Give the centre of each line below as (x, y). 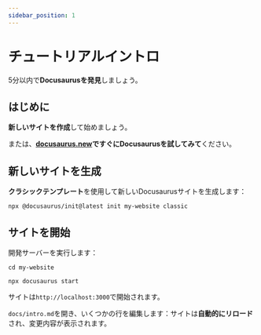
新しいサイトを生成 (55, 171)
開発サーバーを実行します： (53, 253)
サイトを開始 (39, 232)
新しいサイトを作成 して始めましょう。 (70, 127)
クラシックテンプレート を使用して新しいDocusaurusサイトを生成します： (127, 191)
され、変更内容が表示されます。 (60, 323)
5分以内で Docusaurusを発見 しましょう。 (75, 80)
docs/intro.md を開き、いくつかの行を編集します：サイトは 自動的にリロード (131, 313)
